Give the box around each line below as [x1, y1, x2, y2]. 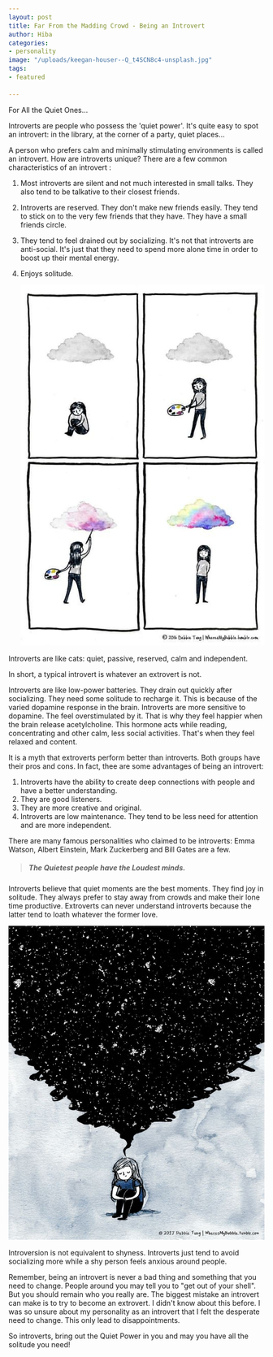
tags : [8, 65, 27, 73]
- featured [8, 73, 45, 81]
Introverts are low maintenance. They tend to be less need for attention [19, 811, 258, 821]
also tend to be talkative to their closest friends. [19, 187, 180, 197]
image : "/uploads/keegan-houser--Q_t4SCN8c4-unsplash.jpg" [8, 56, 213, 64]
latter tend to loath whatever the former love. [8, 909, 158, 919]
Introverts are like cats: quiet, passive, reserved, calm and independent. [8, 653, 249, 663]
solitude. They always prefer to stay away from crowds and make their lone [8, 892, 260, 902]
